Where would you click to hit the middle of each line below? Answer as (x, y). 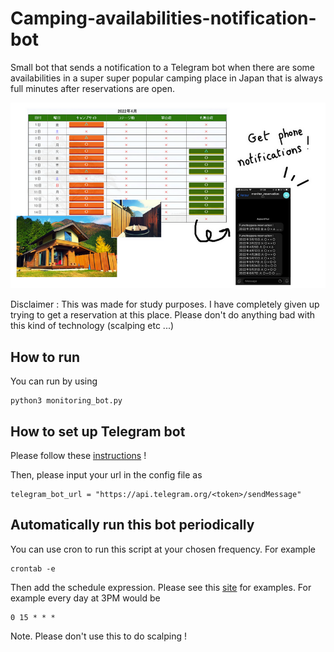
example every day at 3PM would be (85, 598)
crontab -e (33, 568)
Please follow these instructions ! (78, 455)
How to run (45, 357)
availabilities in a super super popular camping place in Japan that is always (166, 78)
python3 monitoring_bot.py (66, 401)
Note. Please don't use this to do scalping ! (99, 636)
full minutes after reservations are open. (92, 88)
